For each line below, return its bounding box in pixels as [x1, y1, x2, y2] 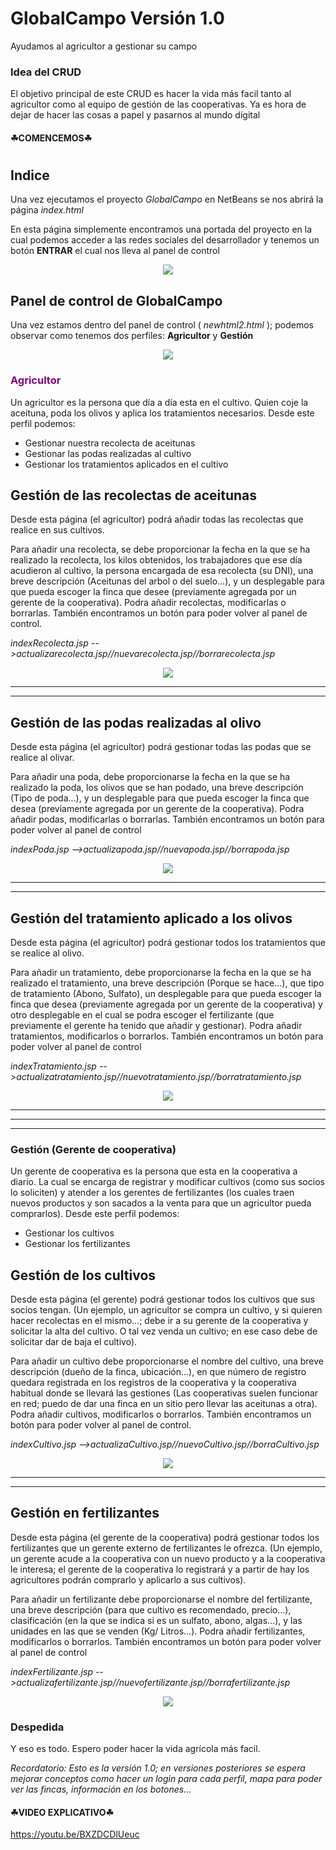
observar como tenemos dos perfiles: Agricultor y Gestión [10, 330, 254, 342]
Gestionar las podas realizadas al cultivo [24, 447, 192, 459]
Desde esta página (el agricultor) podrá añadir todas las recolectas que [10, 513, 304, 526]
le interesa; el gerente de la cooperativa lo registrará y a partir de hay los [10, 1563, 310, 1575]
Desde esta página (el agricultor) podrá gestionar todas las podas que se [10, 741, 312, 753]
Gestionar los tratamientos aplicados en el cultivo [24, 458, 229, 470]
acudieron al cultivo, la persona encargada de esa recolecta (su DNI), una [10, 565, 314, 577]
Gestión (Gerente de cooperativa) [10, 1142, 177, 1156]
